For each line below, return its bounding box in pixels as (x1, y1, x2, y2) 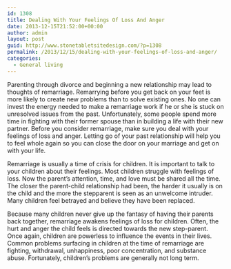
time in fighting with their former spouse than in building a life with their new (7, 117, 224, 125)
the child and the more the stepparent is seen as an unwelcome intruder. (7, 189, 213, 197)
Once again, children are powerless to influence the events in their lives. (7, 232, 212, 240)
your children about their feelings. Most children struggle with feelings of (7, 167, 214, 175)
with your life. (7, 146, 46, 155)
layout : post (7, 36, 45, 43)
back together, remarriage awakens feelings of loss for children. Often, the (7, 217, 219, 225)
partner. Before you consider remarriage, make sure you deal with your (7, 124, 209, 132)
